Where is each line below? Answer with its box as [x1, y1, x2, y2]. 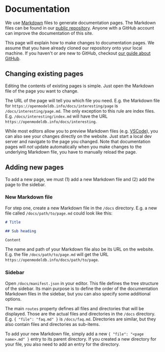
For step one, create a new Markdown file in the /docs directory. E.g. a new [5, 205, 157, 211]
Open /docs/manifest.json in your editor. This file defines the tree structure [5, 280, 159, 286]
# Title [5, 220, 21, 224]
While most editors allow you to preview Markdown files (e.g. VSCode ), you [5, 128, 159, 134]
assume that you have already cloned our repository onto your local [5, 45, 143, 51]
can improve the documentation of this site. [5, 30, 94, 36]
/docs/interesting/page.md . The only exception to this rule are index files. [5, 108, 155, 114]
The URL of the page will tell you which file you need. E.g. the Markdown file [5, 97, 160, 103]
